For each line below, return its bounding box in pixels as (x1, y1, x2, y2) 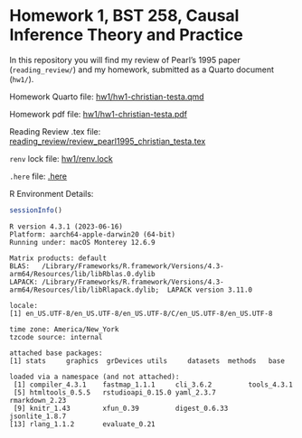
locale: (9, 301, 39, 310)
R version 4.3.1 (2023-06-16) (9, 222, 124, 231)
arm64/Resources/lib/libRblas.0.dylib (9, 269, 156, 278)
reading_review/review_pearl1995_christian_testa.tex (9, 135, 206, 146)
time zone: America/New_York (9, 324, 119, 334)
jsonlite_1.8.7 (9, 412, 67, 421)
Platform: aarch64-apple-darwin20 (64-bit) (9, 229, 176, 239)
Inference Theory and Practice (9, 24, 244, 45)
